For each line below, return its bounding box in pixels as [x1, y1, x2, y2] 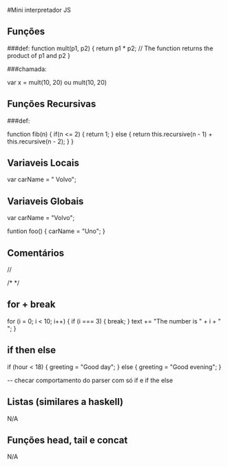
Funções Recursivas [7, 98, 96, 110]
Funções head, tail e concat [7, 434, 128, 446]
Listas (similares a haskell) [7, 396, 124, 408]
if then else [7, 344, 56, 356]
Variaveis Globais [7, 195, 84, 207]
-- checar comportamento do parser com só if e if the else [7, 376, 174, 384]
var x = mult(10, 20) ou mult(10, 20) [7, 78, 107, 86]
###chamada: [7, 65, 47, 73]
